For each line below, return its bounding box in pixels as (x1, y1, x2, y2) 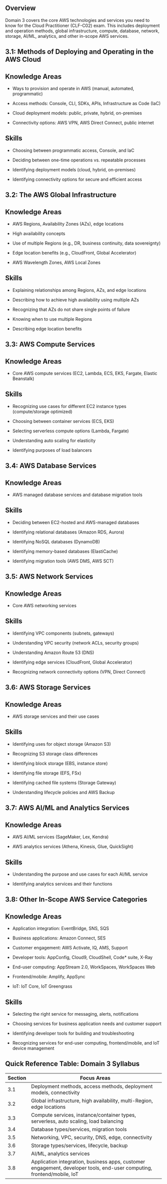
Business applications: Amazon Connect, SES (12, 935, 106, 941)
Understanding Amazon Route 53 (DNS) (12, 650, 94, 656)
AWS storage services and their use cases (12, 713, 99, 719)
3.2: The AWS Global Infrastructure (5, 191, 117, 199)
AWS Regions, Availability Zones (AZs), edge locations (12, 221, 124, 227)
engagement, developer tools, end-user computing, (31, 1164, 153, 1171)
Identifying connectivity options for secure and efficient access (12, 176, 143, 182)
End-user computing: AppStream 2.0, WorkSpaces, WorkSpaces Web (12, 964, 156, 970)
